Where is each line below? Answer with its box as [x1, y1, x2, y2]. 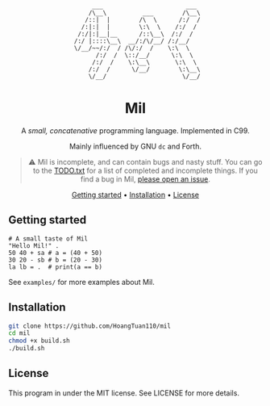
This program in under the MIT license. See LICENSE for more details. [8, 387, 240, 398]
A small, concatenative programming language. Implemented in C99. [21, 125, 250, 136]
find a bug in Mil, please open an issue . [80, 174, 211, 184]
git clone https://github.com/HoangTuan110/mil [8, 322, 172, 330]
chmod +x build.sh [8, 337, 70, 345]
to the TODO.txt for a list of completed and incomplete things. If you [32, 165, 258, 175]
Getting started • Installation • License [71, 190, 200, 199]
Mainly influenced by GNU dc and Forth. [69, 141, 201, 151]
